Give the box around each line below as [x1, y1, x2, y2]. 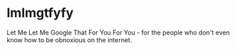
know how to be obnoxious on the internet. [6, 35, 132, 44]
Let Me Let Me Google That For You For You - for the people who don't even [6, 28, 231, 37]
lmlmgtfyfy [6, 5, 74, 21]
